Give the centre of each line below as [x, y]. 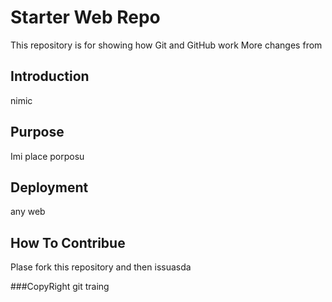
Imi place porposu [47, 156]
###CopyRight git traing [60, 287]
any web [28, 212]
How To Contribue [68, 242]
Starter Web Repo [85, 17]
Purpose [37, 132]
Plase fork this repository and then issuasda [101, 267]
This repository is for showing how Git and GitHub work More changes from [166, 45]
